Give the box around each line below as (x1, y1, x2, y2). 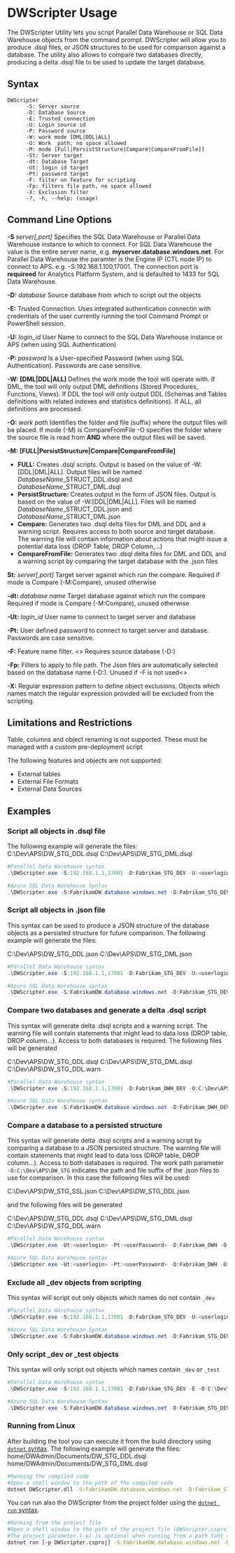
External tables (17, 770, 61, 778)
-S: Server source (25, 103, 80, 110)
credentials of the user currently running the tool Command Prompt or (7, 312, 209, 320)
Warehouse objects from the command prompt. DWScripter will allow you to (7, 35, 227, 43)
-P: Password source (25, 127, 86, 134)
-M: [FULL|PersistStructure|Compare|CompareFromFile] (7, 446, 176, 455)
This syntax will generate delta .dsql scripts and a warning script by (7, 1136, 202, 1145)
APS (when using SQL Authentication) (7, 340, 117, 348)
